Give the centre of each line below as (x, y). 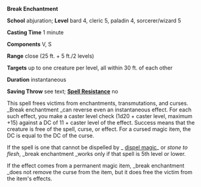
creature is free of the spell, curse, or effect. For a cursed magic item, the (99, 129)
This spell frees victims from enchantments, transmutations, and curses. (97, 103)
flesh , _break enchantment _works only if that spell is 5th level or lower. (97, 154)
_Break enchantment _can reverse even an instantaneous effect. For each (99, 110)
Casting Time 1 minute (35, 32)
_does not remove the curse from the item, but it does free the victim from (100, 172)
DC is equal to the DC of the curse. (51, 136)
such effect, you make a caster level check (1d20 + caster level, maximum (100, 116)
